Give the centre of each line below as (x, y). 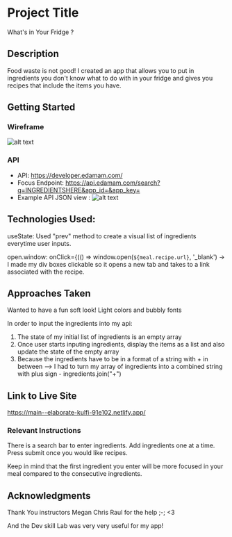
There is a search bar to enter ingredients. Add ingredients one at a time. (111, 445)
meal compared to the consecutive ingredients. (75, 474)
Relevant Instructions (44, 431)
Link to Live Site (42, 396)
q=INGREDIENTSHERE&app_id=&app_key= (78, 190)
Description (33, 54)
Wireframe (26, 127)
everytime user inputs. (39, 243)
